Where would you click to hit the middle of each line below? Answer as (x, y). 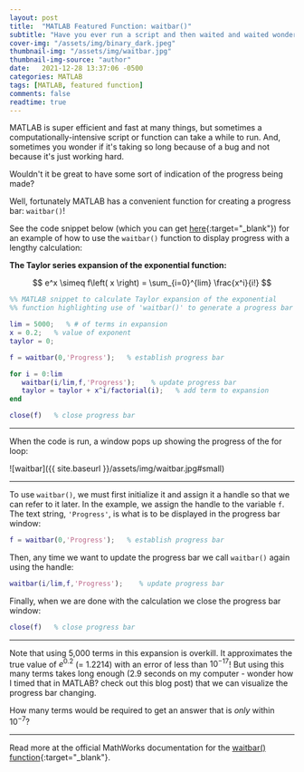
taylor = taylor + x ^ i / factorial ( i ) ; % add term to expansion (145, 391)
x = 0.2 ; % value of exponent (70, 333)
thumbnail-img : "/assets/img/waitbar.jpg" (90, 52)
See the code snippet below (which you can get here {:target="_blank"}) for (149, 228)
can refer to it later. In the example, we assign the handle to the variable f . (147, 504)
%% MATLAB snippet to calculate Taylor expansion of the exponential (143, 300)
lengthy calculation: (46, 248)
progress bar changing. (53, 693)
